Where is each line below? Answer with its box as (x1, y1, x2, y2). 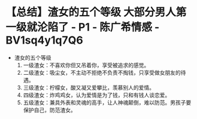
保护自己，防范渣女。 (23, 106, 76, 114)
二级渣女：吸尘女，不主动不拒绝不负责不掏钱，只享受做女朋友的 (23, 69, 181, 76)
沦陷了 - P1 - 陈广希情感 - (37, 20, 160, 34)
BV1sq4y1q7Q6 (5, 33, 83, 47)
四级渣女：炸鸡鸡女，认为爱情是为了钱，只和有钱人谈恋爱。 (23, 91, 171, 99)
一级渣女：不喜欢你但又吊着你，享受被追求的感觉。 (23, 61, 150, 69)
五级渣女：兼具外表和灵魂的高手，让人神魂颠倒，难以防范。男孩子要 (23, 99, 192, 106)
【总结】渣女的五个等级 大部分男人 (5, 5, 176, 19)
